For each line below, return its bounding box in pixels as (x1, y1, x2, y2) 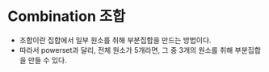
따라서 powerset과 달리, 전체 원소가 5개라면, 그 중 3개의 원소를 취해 (19, 45, 233, 54)
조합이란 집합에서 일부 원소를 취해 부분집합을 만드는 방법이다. (19, 35, 212, 45)
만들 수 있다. (27, 55, 67, 65)
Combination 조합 (7, 7, 126, 26)
